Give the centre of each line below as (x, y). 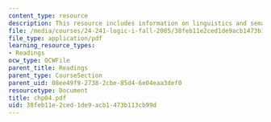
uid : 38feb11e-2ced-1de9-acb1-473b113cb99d (83, 105)
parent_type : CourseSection (56, 75)
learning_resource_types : (52, 46)
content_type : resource (48, 16)
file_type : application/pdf (56, 38)
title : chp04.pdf (38, 98)
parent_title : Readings (48, 68)
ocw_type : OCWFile (39, 61)
